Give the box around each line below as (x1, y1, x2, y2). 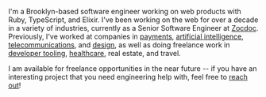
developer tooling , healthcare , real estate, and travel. (8, 49, 181, 58)
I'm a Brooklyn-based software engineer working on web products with (8, 7, 242, 16)
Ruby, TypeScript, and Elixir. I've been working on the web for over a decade (8, 15, 259, 24)
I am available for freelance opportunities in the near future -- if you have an (8, 64, 257, 73)
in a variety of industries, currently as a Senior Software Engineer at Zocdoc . (8, 24, 259, 32)
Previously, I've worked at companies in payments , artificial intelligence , (8, 32, 244, 41)
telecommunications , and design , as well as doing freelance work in (8, 40, 230, 50)
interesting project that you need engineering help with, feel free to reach (8, 73, 249, 81)
